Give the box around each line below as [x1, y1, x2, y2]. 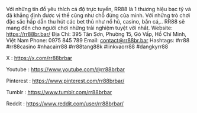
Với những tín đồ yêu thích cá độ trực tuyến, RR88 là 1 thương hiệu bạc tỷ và [6, 6, 191, 12]
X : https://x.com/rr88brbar [6, 55, 73, 61]
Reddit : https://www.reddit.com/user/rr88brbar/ [6, 100, 124, 107]
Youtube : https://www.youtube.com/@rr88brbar [6, 66, 125, 73]
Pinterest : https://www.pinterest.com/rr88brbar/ [6, 77, 125, 84]
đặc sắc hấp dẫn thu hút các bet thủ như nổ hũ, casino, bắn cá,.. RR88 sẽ [6, 18, 185, 25]
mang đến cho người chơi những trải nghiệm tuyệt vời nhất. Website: [6, 24, 173, 31]
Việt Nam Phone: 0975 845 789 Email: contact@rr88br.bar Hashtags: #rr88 [6, 37, 190, 44]
